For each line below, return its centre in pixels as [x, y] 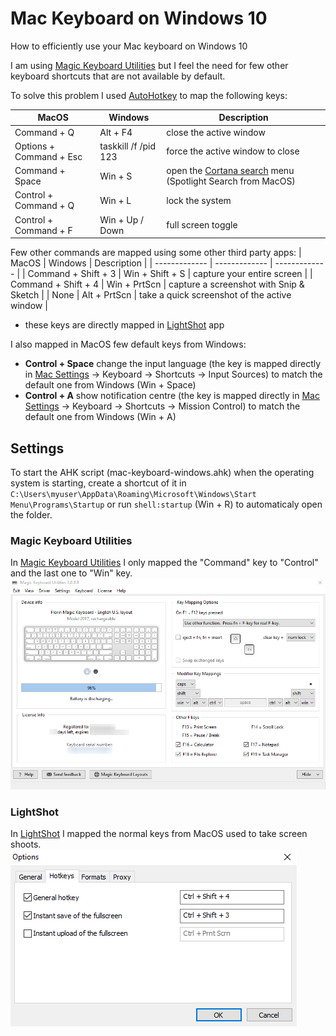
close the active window [216, 132]
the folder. [31, 515]
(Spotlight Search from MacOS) [231, 181]
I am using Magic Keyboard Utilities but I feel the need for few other [149, 65]
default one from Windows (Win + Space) [110, 385]
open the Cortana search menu [230, 171]
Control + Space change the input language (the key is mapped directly [173, 364]
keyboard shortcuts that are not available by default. [118, 76]
